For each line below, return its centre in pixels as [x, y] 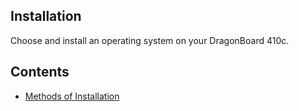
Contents [40, 72]
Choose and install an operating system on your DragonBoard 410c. [150, 40]
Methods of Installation [72, 96]
